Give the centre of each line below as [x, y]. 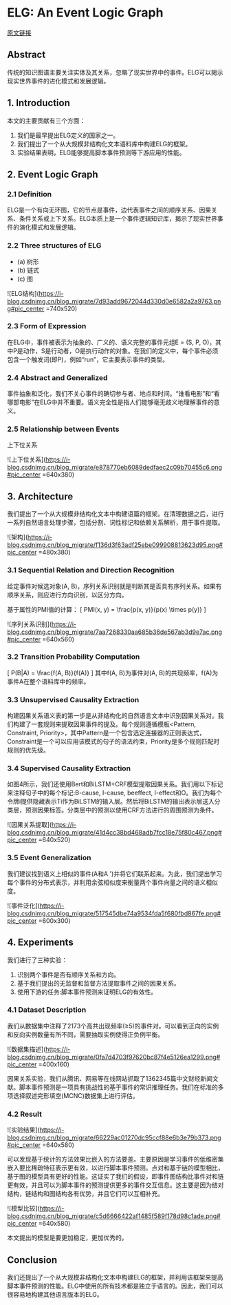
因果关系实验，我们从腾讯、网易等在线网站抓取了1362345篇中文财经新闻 [110, 1078]
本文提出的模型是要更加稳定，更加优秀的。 [67, 1238]
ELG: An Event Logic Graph [85, 13]
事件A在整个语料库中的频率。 [48, 681]
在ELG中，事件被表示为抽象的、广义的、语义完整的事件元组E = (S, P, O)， [111, 342]
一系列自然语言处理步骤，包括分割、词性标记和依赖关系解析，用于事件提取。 [115, 523]
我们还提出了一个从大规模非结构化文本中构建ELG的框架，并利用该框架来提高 [115, 1277]
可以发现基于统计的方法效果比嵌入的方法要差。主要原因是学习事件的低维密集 [115, 1159]
